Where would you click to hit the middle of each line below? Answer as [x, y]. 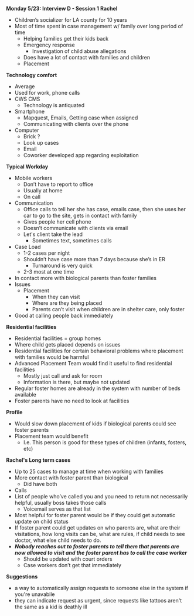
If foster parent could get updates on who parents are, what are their [97, 528]
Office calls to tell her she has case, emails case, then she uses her [104, 209]
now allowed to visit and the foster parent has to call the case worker [101, 553]
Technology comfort [32, 75]
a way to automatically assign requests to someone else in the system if [101, 588]
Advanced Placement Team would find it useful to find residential [93, 363]
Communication [34, 203]
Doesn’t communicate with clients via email [76, 228]
